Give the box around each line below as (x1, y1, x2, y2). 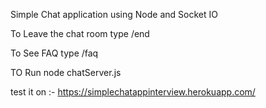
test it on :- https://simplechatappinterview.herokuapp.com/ (10, 86, 256, 98)
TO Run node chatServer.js (10, 67, 122, 78)
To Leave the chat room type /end (10, 28, 150, 39)
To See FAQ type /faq (10, 47, 99, 59)
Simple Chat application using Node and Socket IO (10, 9, 218, 20)
